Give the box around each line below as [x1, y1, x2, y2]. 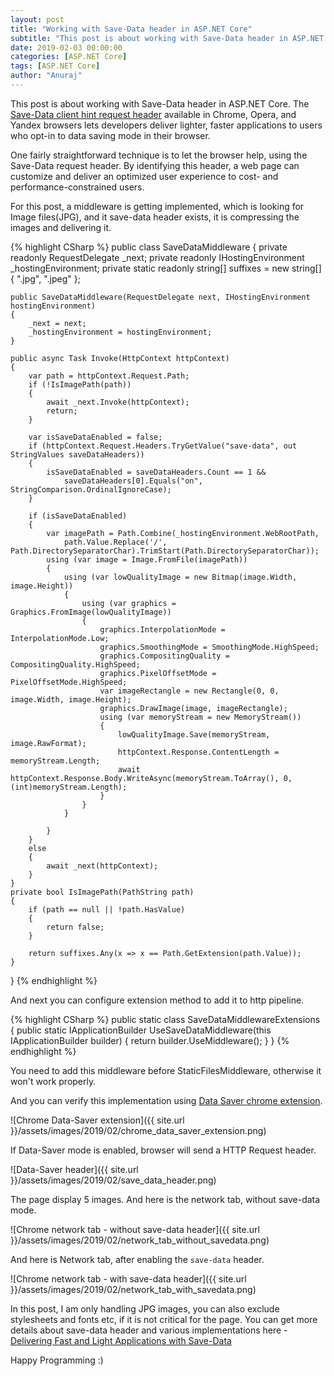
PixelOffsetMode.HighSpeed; [10, 677, 128, 687]
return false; [46, 922, 105, 932]
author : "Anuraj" [10, 71, 83, 81]
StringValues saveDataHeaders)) [10, 449, 145, 460]
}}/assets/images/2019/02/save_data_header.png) [10, 1174, 217, 1186]
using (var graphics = [81, 598, 177, 608]
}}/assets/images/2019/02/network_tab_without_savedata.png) [10, 1234, 270, 1246]
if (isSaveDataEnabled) [28, 511, 128, 521]
